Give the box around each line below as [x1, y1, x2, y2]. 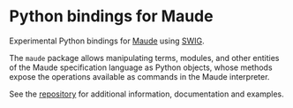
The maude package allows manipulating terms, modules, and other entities [9, 52, 280, 63]
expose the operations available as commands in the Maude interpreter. [9, 71, 270, 81]
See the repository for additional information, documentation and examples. [9, 89, 284, 99]
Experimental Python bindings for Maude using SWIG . [9, 35, 205, 46]
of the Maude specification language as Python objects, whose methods [9, 62, 273, 73]
